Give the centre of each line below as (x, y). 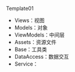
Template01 (20, 8)
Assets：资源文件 (35, 42)
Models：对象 (31, 28)
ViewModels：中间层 (40, 35)
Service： (26, 64)
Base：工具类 (31, 49)
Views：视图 (29, 20)
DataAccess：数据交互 (42, 57)
